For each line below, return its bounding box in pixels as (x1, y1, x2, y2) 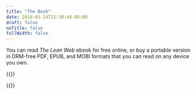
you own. (6, 59, 29, 66)
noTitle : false (6, 25, 43, 31)
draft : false (6, 19, 38, 25)
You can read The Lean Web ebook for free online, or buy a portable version (6, 46, 191, 53)
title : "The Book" (6, 8, 51, 15)
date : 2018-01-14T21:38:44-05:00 (6, 14, 88, 20)
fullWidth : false (6, 31, 49, 36)
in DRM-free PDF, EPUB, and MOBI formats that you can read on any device (6, 53, 190, 60)
